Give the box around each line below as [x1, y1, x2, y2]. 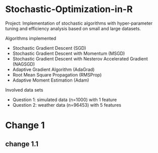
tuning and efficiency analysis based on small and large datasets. [5, 25, 141, 31]
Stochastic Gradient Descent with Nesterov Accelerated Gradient [12, 55, 148, 61]
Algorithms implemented [5, 35, 57, 41]
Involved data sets [5, 87, 43, 93]
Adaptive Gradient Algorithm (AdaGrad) [12, 66, 95, 72]
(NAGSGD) [12, 61, 35, 67]
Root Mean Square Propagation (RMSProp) [12, 71, 102, 78]
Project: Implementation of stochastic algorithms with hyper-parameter [5, 20, 153, 26]
